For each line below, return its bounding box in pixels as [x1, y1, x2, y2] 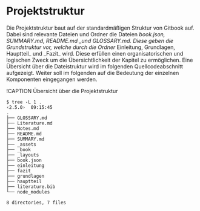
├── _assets [6, 141, 36, 148]
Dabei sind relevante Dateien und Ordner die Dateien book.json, [6, 30, 165, 37]
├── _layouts [6, 152, 39, 158]
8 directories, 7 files [6, 200, 67, 206]
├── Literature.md [6, 120, 53, 126]
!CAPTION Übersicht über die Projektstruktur [6, 87, 118, 94]
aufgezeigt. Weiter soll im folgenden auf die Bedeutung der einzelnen [6, 69, 179, 76]
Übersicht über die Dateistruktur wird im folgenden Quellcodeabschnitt [6, 62, 184, 70]
